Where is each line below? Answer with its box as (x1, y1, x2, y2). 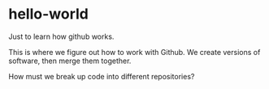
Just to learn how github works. (8, 32, 115, 41)
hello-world (8, 5, 89, 23)
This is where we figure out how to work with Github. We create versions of (8, 47, 261, 57)
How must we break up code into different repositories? (8, 71, 195, 81)
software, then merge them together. (8, 56, 132, 66)
